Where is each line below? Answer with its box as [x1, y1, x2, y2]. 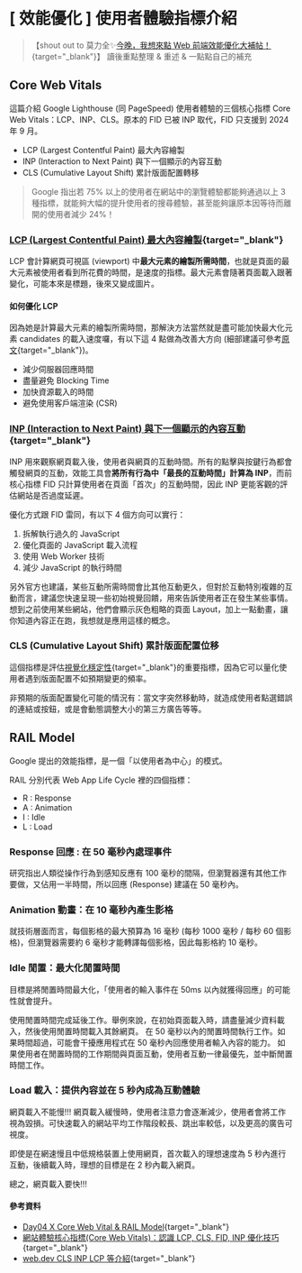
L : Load [22, 821, 53, 832]
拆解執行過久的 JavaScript [22, 528, 120, 539]
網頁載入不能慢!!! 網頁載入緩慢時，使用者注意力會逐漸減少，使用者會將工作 [9, 1106, 287, 1117]
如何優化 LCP [9, 300, 58, 311]
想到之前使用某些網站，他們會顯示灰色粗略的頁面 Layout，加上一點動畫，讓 [9, 603, 289, 614]
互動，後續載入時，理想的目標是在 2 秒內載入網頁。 [9, 1159, 200, 1170]
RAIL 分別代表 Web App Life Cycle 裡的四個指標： [9, 774, 193, 785]
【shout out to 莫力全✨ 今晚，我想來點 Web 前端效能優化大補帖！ [31, 40, 271, 50]
